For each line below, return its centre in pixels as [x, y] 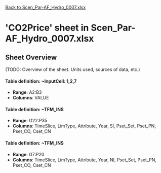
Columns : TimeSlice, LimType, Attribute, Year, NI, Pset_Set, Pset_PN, [85, 160]
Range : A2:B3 [27, 92]
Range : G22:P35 [30, 121]
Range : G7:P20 [28, 154]
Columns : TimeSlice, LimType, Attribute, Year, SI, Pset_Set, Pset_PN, [84, 126]
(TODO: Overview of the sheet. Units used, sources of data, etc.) [73, 70]
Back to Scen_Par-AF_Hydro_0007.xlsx [46, 7]
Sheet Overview [31, 57]
